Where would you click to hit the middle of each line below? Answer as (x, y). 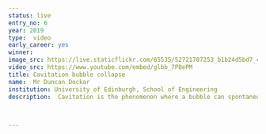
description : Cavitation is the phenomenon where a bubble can (116, 97)
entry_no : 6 (28, 23)
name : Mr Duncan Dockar (49, 82)
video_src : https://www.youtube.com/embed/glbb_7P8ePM (101, 67)
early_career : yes (38, 45)
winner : (21, 52)
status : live (30, 15)
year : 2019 (26, 30)
